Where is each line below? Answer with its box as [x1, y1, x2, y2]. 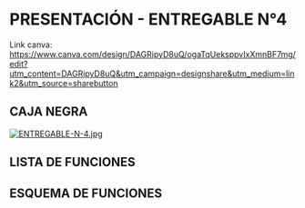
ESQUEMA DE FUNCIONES [9, 185, 162, 201]
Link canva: [9, 39, 53, 50]
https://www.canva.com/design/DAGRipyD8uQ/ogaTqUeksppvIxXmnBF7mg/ [9, 48, 296, 59]
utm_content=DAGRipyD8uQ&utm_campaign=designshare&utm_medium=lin [9, 68, 295, 79]
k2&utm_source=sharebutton [9, 77, 118, 88]
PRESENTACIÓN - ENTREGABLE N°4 [9, 9, 288, 30]
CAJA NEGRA [9, 104, 88, 120]
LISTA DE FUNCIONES [9, 154, 136, 170]
